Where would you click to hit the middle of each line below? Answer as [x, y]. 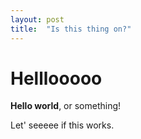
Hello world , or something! [66, 106]
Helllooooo [56, 78]
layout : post [37, 19]
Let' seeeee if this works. [62, 125]
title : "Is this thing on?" [71, 29]
